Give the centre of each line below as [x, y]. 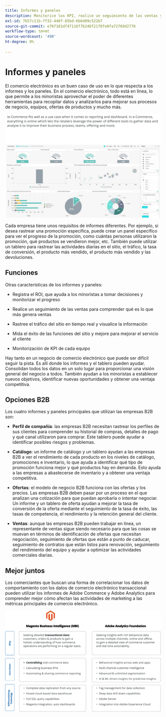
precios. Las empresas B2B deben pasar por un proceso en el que [80, 493]
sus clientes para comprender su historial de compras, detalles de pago [85, 432]
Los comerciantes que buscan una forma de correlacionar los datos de [77, 583]
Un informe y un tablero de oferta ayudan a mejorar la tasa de [75, 503]
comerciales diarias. [33, 555]
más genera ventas [32, 314]
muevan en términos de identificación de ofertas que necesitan [77, 534]
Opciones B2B [27, 400]
